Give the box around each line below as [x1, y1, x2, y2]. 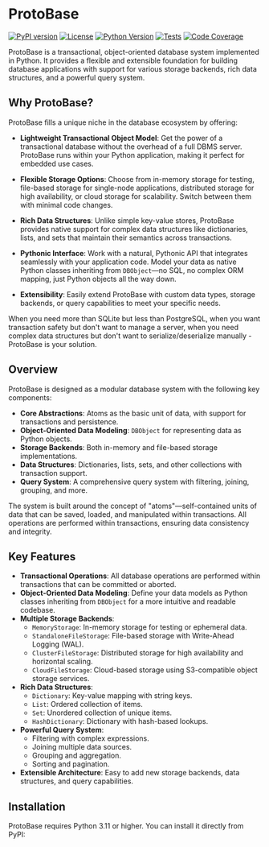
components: [8, 392, 52, 403]
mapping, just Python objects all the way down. [19, 274, 177, 283]
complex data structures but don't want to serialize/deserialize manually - [8, 331, 252, 341]
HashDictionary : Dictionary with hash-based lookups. [31, 717, 209, 726]
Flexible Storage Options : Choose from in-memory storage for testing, [19, 174, 255, 184]
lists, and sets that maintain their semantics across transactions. [19, 233, 233, 242]
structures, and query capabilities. [19, 776, 134, 786]
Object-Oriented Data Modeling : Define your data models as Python [19, 589, 248, 598]
